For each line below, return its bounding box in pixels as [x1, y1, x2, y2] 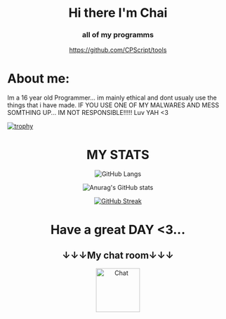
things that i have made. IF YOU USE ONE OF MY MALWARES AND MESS [7, 101, 220, 109]
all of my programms [81, 30, 154, 40]
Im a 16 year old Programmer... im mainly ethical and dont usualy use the [7, 93, 218, 102]
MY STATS [86, 147, 149, 163]
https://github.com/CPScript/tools [69, 46, 167, 54]
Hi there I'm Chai [68, 5, 168, 21]
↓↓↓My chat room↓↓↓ [62, 249, 174, 261]
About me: [7, 70, 70, 86]
